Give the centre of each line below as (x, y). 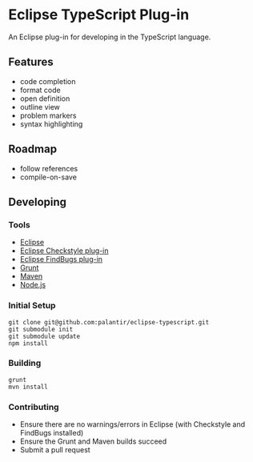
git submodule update (44, 336)
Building (25, 364)
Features (31, 62)
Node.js (33, 285)
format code (40, 90)
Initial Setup (32, 306)
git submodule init (41, 329)
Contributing (34, 407)
